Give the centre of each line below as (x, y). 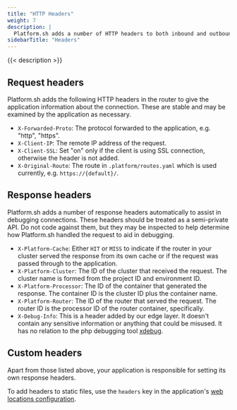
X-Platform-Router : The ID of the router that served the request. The (117, 301)
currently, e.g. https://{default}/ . (68, 173)
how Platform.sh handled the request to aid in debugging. (91, 234)
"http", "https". (38, 135)
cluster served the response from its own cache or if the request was (118, 255)
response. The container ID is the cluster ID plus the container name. (117, 293)
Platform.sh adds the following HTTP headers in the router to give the (108, 99)
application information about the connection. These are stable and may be (116, 107)
